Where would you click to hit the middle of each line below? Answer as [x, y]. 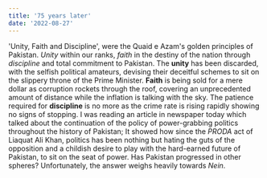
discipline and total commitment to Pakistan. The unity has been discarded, [133, 63]
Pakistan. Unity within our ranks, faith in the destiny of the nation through [129, 55]
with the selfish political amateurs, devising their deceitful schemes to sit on [134, 71]
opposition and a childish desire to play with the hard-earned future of [125, 148]
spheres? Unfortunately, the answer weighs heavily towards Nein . [117, 165]
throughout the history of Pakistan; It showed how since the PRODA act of [131, 131]
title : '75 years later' [50, 16]
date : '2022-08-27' [41, 23]
